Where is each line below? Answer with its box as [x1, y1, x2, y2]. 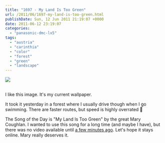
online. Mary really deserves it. [5, 132, 69, 138]
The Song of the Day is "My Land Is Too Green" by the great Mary [5, 116, 141, 122]
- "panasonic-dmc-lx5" [9, 30, 57, 35]
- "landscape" [9, 63, 39, 68]
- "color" [9, 49, 30, 54]
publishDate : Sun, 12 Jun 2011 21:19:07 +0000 [5, 16, 104, 21]
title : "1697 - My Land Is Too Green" [5, 7, 86, 12]
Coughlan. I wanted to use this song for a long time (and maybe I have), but [5, 121, 160, 127]
